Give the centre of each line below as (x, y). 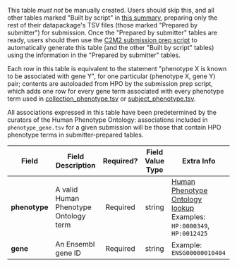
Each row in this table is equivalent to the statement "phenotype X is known (117, 69)
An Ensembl (75, 244)
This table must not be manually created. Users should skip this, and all (111, 10)
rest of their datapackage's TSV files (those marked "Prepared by (103, 25)
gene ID (68, 253)
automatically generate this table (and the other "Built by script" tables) (111, 48)
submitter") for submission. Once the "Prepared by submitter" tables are (112, 32)
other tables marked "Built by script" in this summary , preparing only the (113, 18)
